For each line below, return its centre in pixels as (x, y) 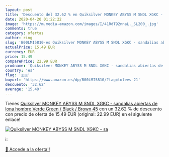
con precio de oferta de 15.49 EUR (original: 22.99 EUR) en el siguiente (79, 114)
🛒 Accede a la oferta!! (28, 149)
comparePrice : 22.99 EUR (31, 61)
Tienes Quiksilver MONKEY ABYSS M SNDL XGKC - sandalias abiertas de (81, 103)
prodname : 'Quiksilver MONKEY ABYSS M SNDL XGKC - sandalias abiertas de (84, 66)
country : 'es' (20, 71)
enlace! (13, 119)
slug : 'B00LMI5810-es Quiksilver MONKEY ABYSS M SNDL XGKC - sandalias (82, 43)
